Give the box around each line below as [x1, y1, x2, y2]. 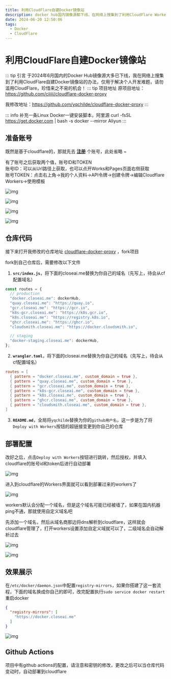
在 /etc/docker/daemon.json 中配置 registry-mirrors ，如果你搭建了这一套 [5, 582, 157, 588]
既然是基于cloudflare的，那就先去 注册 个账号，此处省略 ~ [5, 148, 127, 154]
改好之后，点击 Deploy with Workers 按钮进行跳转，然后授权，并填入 [5, 454, 147, 460]
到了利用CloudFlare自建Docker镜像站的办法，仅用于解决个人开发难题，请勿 [5, 78, 164, 84]
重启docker [5, 595, 29, 601]
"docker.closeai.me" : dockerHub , [10, 296, 81, 301]
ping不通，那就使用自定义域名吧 [5, 508, 73, 514]
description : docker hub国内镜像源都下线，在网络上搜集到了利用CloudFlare [5, 12, 153, 17]
